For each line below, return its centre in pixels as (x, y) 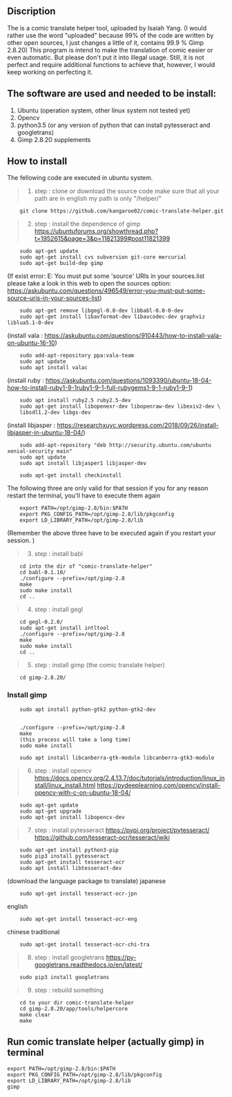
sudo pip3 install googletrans (65, 977)
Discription (31, 11)
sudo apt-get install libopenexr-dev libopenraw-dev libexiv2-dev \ (120, 406)
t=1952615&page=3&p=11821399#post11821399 (102, 239)
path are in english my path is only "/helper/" (98, 199)
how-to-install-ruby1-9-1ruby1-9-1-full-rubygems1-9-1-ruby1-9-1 (99, 388)
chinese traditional (33, 931)
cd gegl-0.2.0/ (41, 622)
